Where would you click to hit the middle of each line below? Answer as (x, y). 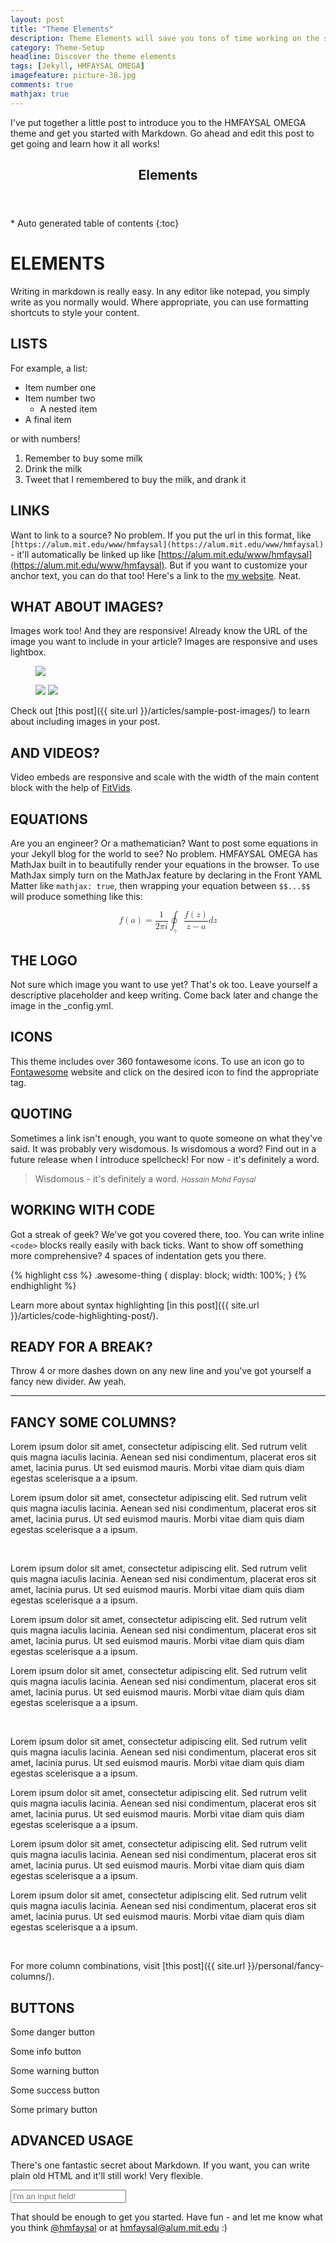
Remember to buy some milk (83, 458)
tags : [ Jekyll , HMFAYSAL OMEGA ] (77, 66)
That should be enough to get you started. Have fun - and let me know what (166, 2217)
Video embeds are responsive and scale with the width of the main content (165, 777)
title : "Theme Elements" (62, 29)
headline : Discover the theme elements (93, 57)
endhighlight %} (43, 1285)
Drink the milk (53, 468)
